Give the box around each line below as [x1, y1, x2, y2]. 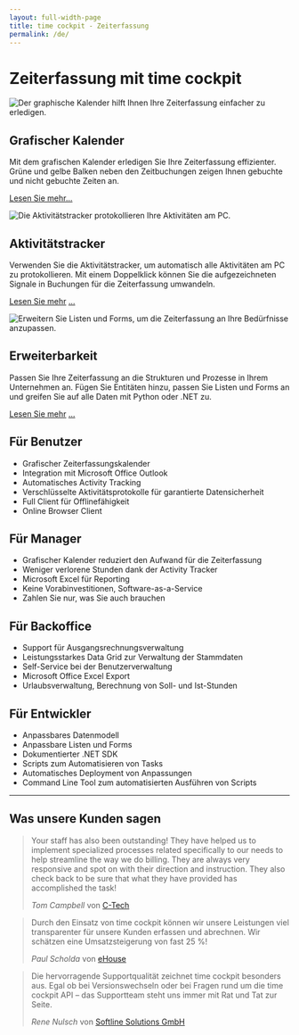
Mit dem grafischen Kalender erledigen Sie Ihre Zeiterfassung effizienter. [9, 157, 277, 168]
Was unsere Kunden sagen [9, 811, 162, 826]
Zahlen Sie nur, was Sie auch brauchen [21, 592, 166, 603]
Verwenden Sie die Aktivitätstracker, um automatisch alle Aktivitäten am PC [9, 260, 286, 270]
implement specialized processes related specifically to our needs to [30, 844, 283, 855]
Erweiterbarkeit [9, 349, 98, 364]
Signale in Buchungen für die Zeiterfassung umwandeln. [9, 278, 215, 289]
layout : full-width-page [9, 12, 101, 22]
